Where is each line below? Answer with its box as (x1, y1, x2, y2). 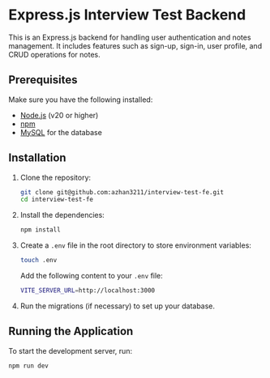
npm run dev (8, 362, 49, 370)
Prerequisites (8, 73, 78, 87)
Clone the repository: (19, 172, 92, 182)
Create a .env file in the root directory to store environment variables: (19, 240, 251, 250)
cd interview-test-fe (19, 196, 93, 204)
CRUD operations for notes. (8, 49, 101, 59)
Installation (8, 151, 66, 165)
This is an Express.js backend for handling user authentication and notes (8, 32, 251, 42)
